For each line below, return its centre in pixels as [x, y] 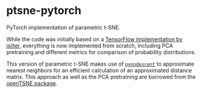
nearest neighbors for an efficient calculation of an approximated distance [99, 70]
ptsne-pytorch [44, 11]
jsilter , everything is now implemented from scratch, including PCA [90, 46]
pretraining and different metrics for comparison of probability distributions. [101, 52]
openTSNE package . [32, 83]
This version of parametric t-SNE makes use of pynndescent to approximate [100, 64]
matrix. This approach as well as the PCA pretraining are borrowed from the [101, 77]
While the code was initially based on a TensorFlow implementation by [94, 39]
